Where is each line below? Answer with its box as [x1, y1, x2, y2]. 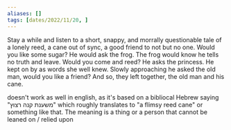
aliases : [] [7, 10, 42, 17]
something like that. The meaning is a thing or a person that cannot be [7, 108, 208, 116]
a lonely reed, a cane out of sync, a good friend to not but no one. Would [7, 43, 215, 51]
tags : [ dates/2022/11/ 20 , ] [7, 17, 89, 24]
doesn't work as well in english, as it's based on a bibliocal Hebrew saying [7, 93, 219, 101]
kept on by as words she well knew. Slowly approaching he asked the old [7, 65, 216, 73]
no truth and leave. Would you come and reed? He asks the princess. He [7, 57, 214, 66]
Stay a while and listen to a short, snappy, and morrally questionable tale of [7, 35, 222, 44]
